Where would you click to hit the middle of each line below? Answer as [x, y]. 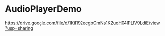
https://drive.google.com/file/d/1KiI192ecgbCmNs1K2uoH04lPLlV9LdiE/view [82, 23]
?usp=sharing [19, 28]
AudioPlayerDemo [43, 9]
